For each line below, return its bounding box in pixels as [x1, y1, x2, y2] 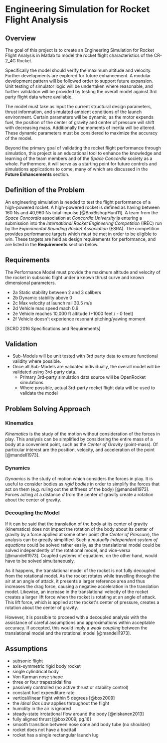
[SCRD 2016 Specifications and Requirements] [5, 325, 101, 331]
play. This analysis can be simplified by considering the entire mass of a [5, 436, 153, 442]
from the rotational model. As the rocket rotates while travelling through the [5, 573, 160, 579]
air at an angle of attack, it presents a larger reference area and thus [5, 578, 146, 584]
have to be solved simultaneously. [5, 558, 75, 564]
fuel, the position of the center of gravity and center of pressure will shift [5, 120, 155, 125]
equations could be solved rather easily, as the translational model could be [5, 542, 161, 548]
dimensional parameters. [5, 280, 56, 286]
